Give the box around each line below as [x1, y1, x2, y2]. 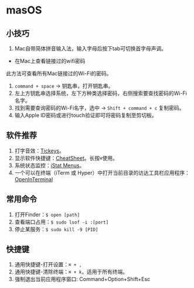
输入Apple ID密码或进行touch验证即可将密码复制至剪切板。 [14, 112, 157, 118]
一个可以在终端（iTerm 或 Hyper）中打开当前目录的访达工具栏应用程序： [14, 169, 190, 176]
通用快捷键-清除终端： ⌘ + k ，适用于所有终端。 [14, 268, 128, 276]
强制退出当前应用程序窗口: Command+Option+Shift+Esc [14, 276, 151, 283]
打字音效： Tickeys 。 [14, 147, 64, 154]
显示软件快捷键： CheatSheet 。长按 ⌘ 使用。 [14, 154, 118, 161]
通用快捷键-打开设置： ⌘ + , [14, 261, 82, 268]
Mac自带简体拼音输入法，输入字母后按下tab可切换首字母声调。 [14, 45, 167, 52]
